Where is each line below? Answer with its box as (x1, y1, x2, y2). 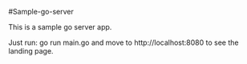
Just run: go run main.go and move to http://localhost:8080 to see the (8, 38, 239, 47)
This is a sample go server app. (8, 22, 112, 31)
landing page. (8, 46, 54, 55)
